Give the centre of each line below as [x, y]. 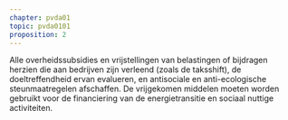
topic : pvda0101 [40, 26]
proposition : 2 [38, 34]
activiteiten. [31, 108]
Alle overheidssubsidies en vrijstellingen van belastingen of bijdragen [139, 60]
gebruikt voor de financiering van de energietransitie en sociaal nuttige [142, 98]
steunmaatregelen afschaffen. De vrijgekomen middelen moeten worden [144, 89]
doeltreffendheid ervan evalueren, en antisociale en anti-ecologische [138, 79]
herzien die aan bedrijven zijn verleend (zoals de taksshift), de [125, 69]
